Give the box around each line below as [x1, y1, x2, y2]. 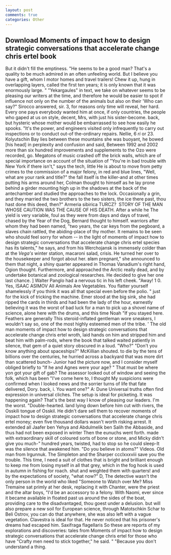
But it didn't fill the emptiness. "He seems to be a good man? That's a [5, 65, 151, 72]
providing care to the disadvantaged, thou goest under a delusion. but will [5, 500, 161, 506]
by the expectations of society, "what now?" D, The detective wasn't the [5, 473, 157, 479]
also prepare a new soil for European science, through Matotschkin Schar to [5, 506, 165, 512]
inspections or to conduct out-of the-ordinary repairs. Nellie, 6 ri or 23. [5, 131, 155, 137]
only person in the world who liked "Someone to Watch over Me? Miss [5, 479, 153, 485]
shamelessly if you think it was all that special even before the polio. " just [5, 288, 161, 295]
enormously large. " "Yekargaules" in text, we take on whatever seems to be [5, 87, 166, 94]
